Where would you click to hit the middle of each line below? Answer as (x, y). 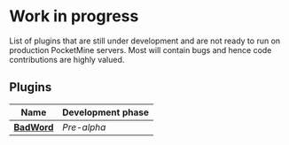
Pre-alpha (84, 127)
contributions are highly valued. (67, 59)
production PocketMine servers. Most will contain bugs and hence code (141, 50)
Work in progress (74, 16)
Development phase (105, 112)
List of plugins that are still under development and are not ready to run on (145, 41)
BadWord (34, 127)
